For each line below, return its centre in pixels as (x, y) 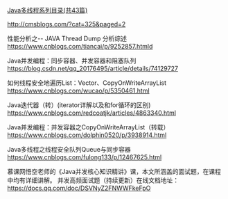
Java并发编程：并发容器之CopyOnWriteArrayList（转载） (88, 127)
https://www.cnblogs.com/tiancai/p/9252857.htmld (80, 46)
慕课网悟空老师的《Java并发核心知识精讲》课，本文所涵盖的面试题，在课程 (114, 172)
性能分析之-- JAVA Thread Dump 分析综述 (67, 38)
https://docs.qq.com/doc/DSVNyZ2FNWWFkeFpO (79, 188)
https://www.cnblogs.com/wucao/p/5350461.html (79, 90)
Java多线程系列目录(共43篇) (47, 10)
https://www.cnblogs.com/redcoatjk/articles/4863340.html (92, 113)
